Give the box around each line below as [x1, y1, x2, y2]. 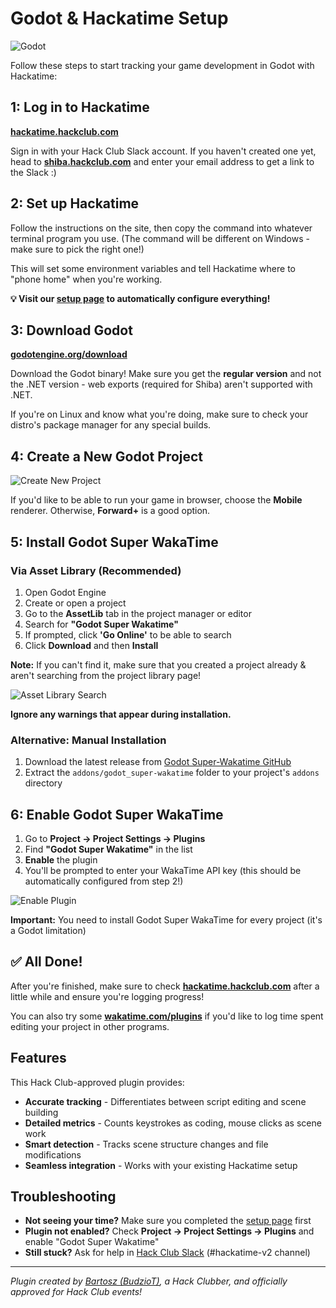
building [24, 1106, 59, 1118]
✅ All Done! [10, 953, 83, 971]
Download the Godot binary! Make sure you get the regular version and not [10, 368, 322, 380]
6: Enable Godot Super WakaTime [10, 806, 224, 823]
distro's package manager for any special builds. [10, 419, 212, 431]
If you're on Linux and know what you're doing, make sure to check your [10, 408, 309, 421]
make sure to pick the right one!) [10, 243, 145, 255]
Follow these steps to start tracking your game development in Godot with [10, 59, 315, 71]
